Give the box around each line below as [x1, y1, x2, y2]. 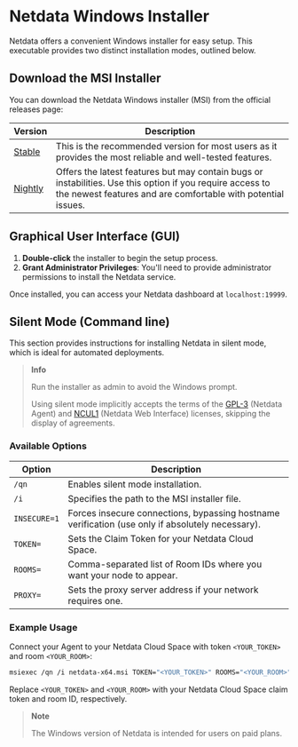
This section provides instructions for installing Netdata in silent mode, [9, 338, 267, 348]
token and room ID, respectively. [9, 693, 128, 703]
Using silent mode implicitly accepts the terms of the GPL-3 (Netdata [30, 399, 283, 409]
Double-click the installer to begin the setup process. [21, 252, 219, 263]
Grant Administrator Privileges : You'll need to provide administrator [21, 262, 272, 273]
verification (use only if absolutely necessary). [67, 518, 262, 530]
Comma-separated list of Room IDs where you [67, 558, 263, 570]
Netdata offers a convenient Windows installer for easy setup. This [9, 36, 253, 46]
